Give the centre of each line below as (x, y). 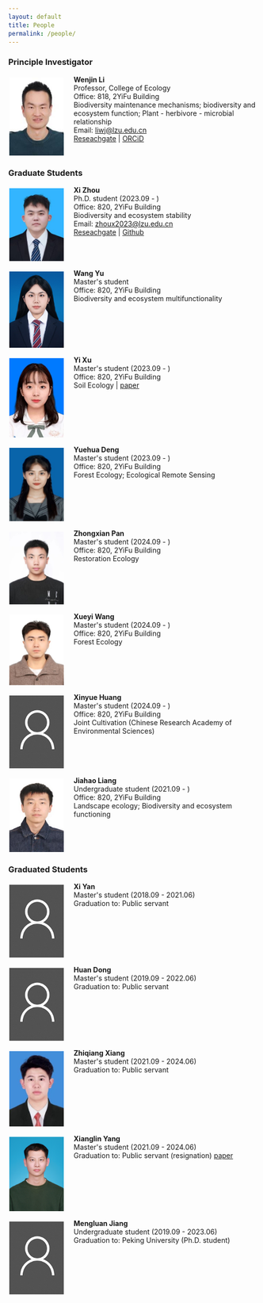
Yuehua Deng (97, 449)
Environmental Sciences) (114, 731)
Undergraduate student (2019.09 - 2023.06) (146, 1232)
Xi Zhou (87, 190)
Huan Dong (93, 970)
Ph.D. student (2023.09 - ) (117, 199)
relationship (93, 121)
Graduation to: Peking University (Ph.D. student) (152, 1240)
